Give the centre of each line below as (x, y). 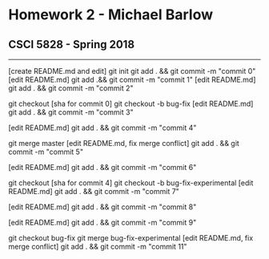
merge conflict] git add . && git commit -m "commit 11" (98, 247)
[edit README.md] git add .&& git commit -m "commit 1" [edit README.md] (132, 79)
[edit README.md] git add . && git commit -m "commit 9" (102, 223)
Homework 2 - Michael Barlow (111, 15)
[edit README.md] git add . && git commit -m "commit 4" (102, 127)
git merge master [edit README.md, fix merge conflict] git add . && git (124, 143)
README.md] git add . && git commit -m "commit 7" (94, 191)
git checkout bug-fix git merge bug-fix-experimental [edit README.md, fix (131, 238)
